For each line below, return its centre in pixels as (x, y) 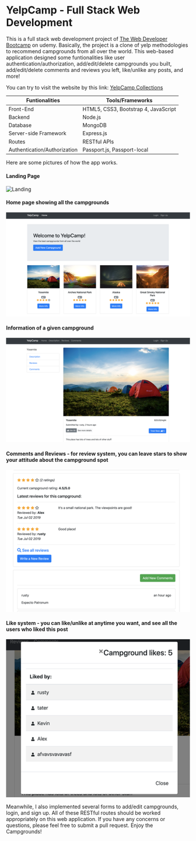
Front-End (21, 109)
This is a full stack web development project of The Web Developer (87, 39)
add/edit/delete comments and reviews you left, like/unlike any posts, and (95, 70)
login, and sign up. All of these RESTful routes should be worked (83, 813)
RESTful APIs (98, 142)
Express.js (95, 133)
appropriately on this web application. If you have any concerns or (86, 819)
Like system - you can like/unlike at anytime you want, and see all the (92, 623)
